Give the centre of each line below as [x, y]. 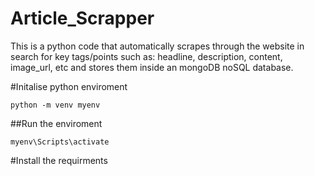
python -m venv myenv [55, 105]
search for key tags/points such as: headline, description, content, [146, 56]
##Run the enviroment [56, 123]
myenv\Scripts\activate [60, 142]
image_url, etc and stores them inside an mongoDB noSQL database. [152, 67]
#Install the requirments [59, 160]
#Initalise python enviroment [69, 86]
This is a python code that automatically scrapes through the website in [157, 46]
